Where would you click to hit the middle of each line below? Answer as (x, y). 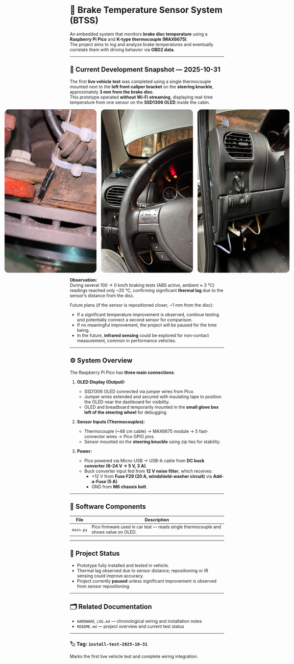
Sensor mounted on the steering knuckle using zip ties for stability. (152, 442)
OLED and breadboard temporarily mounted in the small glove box (151, 407)
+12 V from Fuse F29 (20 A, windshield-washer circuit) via (152, 476)
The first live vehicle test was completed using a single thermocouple (140, 81)
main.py (80, 530)
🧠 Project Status (95, 553)
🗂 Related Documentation (111, 607)
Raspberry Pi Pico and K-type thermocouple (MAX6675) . (129, 39)
